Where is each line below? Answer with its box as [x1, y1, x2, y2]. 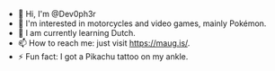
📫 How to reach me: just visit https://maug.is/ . [17, 38, 191, 49]
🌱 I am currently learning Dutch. [17, 28, 137, 38]
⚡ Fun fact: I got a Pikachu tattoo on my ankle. [17, 51, 189, 62]
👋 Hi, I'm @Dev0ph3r [17, 9, 96, 19]
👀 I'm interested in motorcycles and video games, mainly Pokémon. [17, 18, 267, 29]
